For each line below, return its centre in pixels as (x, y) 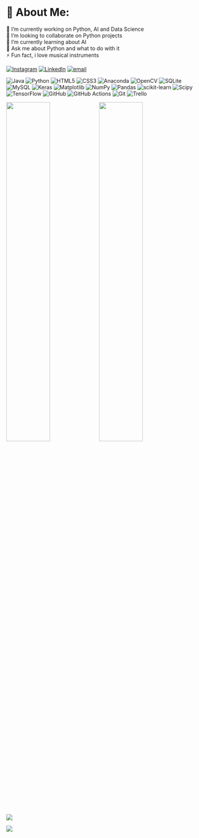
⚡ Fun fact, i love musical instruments (53, 55)
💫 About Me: (38, 12)
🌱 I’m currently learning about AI (46, 42)
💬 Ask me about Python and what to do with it (63, 48)
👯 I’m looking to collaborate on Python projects (64, 35)
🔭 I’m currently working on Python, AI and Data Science (75, 29)
